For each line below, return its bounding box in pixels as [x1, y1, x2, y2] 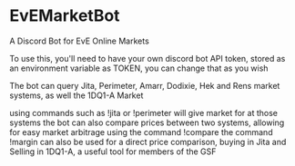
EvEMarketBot [9, 5, 120, 26]
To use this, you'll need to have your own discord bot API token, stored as [9, 53, 286, 63]
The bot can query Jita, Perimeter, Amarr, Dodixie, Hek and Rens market [9, 80, 280, 91]
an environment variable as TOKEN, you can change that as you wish [9, 63, 269, 73]
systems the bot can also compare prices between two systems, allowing [9, 117, 285, 128]
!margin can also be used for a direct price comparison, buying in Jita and [9, 136, 287, 147]
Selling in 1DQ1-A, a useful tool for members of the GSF [9, 146, 217, 157]
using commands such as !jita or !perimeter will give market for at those [9, 107, 279, 118]
